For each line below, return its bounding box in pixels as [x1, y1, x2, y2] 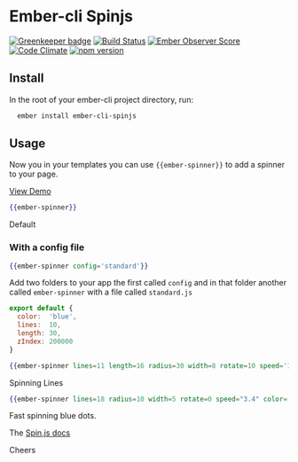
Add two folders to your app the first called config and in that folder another [9, 278, 286, 288]
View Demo [9, 186, 51, 197]
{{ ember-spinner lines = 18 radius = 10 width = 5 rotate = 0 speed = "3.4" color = [9, 395, 288, 403]
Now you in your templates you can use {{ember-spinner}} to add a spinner [9, 160, 286, 170]
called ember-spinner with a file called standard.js [9, 286, 193, 298]
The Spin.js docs [9, 427, 71, 438]
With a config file [9, 241, 85, 254]
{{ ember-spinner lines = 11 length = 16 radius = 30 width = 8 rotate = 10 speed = [9, 361, 284, 370]
